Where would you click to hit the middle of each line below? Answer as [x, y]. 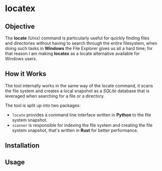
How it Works [26, 74]
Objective [20, 26]
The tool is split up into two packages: [43, 105]
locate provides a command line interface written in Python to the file [81, 115]
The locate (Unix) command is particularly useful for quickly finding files [77, 38]
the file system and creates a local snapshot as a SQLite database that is [77, 91]
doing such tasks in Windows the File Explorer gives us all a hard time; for [79, 48]
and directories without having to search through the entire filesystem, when [81, 43]
